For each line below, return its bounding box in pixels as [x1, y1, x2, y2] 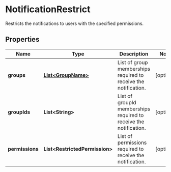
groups [8, 71, 26, 78]
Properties [5, 35, 40, 44]
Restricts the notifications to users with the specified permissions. [5, 20, 144, 26]
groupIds [8, 108, 31, 116]
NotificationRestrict [5, 4, 91, 15]
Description [119, 50, 149, 57]
